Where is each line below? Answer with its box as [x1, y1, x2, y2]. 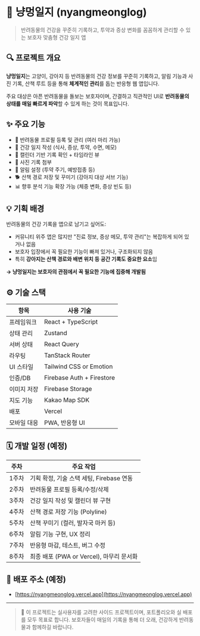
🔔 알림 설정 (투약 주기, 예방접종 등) [14, 166, 95, 173]
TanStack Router [43, 351, 90, 359]
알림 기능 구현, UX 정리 [29, 530, 90, 538]
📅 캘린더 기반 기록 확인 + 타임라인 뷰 [14, 151, 100, 158]
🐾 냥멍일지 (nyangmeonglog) [6, 5, 147, 19]
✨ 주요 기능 [6, 119, 46, 129]
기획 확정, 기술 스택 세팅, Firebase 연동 [29, 474, 133, 482]
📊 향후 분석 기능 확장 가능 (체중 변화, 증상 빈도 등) [14, 182, 132, 190]
